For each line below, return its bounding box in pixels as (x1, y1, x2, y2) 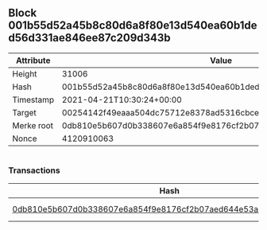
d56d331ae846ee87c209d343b (8, 31, 171, 45)
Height (12, 68, 37, 79)
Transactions (8, 165, 61, 176)
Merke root (12, 119, 54, 131)
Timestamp (12, 94, 55, 105)
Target (12, 107, 37, 118)
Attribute (15, 55, 51, 66)
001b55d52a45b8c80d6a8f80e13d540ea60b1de (8, 19, 257, 33)
